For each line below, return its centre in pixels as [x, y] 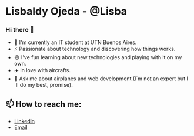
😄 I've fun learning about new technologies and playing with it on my [98, 57]
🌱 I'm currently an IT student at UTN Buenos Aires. [75, 42]
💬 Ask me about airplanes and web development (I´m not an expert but [100, 79]
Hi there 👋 [20, 30]
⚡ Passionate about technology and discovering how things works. [95, 49]
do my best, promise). [46, 85]
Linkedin [24, 121]
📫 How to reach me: [44, 104]
